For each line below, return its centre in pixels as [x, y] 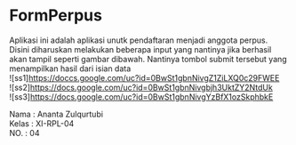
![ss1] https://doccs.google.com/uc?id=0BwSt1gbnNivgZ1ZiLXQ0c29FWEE [144, 77]
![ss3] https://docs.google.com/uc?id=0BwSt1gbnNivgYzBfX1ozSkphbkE [141, 97]
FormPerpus [56, 16]
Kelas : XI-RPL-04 [42, 123]
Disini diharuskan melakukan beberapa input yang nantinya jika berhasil [140, 49]
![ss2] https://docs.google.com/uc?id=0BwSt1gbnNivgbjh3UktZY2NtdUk [141, 87]
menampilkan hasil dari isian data [70, 68]
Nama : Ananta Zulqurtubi [56, 114]
